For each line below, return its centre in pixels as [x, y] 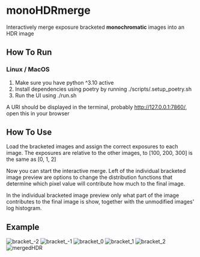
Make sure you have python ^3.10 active [64, 82]
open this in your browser [38, 113]
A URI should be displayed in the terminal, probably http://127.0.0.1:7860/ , [97, 107]
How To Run [29, 53]
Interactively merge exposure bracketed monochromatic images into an [95, 27]
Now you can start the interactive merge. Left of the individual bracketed [96, 171]
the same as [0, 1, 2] [31, 159]
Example [23, 227]
